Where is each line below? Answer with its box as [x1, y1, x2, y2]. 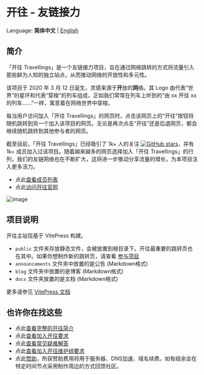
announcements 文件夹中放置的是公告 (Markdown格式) [15, 260, 148, 267]
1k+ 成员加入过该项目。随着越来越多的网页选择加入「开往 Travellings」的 [6, 147, 189, 155]
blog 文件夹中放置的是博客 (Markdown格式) [15, 268, 124, 275]
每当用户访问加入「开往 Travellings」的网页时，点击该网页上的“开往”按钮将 [6, 112, 194, 119]
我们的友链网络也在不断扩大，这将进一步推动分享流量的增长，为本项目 [16, 155, 192, 163]
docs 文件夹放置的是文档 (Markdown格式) [15, 275, 118, 282]
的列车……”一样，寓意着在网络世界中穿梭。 [6, 99, 114, 106]
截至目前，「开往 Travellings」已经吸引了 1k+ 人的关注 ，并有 [6, 140, 194, 147]
